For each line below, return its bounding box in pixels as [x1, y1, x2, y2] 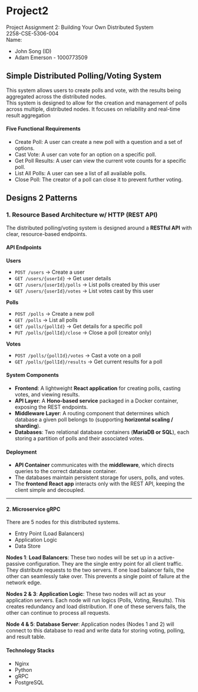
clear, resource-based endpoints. [6, 230, 87, 237]
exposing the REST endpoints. [14, 404, 88, 411]
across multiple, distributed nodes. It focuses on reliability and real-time [6, 105, 181, 113]
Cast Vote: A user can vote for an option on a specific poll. [14, 150, 157, 158]
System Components [6, 372, 59, 379]
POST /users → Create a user [14, 268, 85, 276]
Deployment [6, 448, 37, 455]
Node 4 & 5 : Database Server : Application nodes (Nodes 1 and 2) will [6, 621, 175, 628]
